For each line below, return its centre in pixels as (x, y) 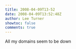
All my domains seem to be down (38, 41)
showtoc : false (20, 23)
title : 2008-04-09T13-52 (30, 9)
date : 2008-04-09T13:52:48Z (33, 14)
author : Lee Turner (25, 18)
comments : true (20, 28)
